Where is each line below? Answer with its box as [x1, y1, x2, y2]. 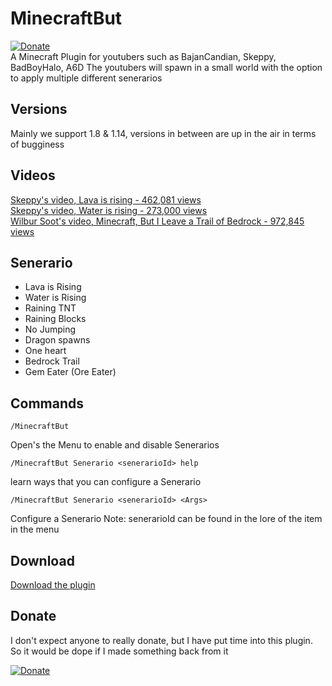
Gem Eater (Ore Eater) [24, 366, 117, 378]
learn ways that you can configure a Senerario [10, 476, 202, 488]
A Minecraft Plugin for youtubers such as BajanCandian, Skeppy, [10, 50, 277, 62]
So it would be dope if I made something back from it [10, 645, 229, 657]
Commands [10, 395, 85, 412]
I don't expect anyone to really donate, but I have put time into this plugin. [10, 634, 313, 646]
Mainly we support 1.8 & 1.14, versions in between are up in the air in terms [10, 127, 317, 139]
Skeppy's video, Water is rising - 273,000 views [10, 204, 208, 216]
